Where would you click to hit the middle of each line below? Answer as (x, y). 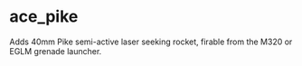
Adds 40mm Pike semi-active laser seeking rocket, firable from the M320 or (151, 42)
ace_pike (44, 17)
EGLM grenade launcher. (56, 51)
